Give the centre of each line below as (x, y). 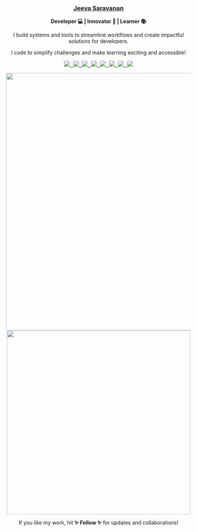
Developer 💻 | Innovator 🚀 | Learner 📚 (98, 21)
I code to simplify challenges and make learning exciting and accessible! (98, 53)
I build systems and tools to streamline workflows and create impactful (98, 35)
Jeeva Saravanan (98, 8)
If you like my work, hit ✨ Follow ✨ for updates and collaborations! (98, 523)
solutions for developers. (98, 41)
